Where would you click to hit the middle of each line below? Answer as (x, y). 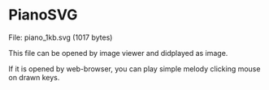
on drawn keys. (34, 77)
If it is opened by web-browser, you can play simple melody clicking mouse (134, 69)
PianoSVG (43, 15)
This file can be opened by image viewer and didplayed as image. (118, 53)
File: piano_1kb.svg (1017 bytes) (61, 37)
